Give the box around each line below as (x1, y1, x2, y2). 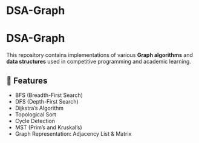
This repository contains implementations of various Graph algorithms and (6, 52, 194, 59)
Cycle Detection (15, 117, 56, 124)
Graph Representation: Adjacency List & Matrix (15, 130, 132, 137)
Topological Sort (15, 110, 56, 118)
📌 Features (6, 75, 48, 85)
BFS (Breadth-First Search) (15, 91, 83, 99)
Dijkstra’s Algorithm (15, 104, 64, 111)
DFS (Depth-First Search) (15, 98, 79, 105)
